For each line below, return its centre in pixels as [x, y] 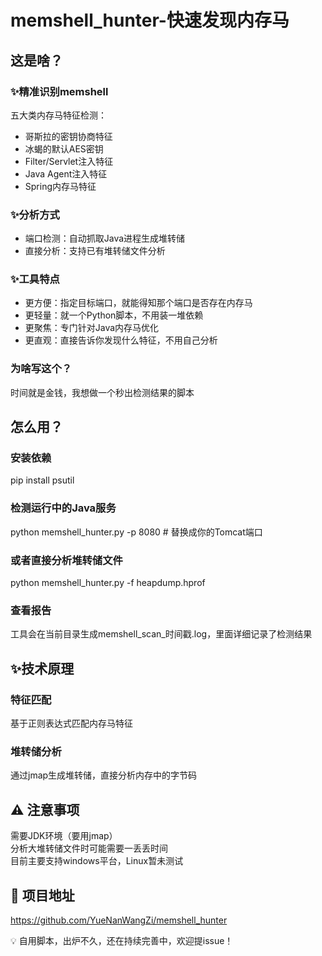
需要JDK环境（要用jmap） [64, 836]
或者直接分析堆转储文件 [66, 560]
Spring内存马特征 [60, 186]
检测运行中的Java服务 [63, 508]
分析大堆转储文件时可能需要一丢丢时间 [89, 848]
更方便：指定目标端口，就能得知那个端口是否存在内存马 [138, 303]
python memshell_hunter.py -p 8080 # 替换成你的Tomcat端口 [136, 532]
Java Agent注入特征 [66, 173]
